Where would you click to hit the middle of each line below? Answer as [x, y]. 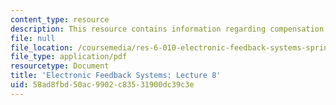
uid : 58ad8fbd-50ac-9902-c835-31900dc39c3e [102, 85]
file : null [33, 38]
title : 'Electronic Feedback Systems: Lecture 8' [116, 76]
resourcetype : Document [60, 66]
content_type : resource [60, 19]
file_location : [42, 47]
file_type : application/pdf [69, 57]
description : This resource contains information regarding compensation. [169, 29]
